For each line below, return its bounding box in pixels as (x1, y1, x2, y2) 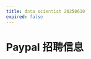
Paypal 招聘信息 (6, 40, 84, 54)
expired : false (6, 14, 43, 20)
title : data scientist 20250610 (6, 8, 85, 14)
